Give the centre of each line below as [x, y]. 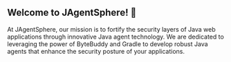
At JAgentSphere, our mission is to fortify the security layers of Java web [111, 29]
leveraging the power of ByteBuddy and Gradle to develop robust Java [108, 44]
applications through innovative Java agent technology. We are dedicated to [116, 37]
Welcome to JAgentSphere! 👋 [72, 13]
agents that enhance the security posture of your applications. [96, 51]
